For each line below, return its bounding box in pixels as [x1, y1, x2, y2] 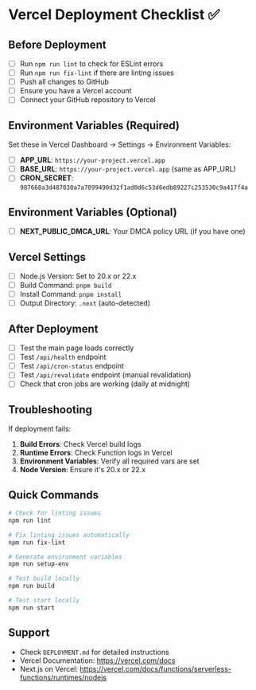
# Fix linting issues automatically [8, 530, 130, 539]
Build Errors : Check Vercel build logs [19, 440, 142, 449]
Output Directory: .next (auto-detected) [19, 298, 151, 308]
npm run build [8, 582, 56, 590]
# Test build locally [8, 574, 80, 583]
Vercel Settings [8, 250, 86, 264]
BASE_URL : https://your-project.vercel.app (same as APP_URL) [19, 164, 237, 174]
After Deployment [8, 321, 99, 336]
